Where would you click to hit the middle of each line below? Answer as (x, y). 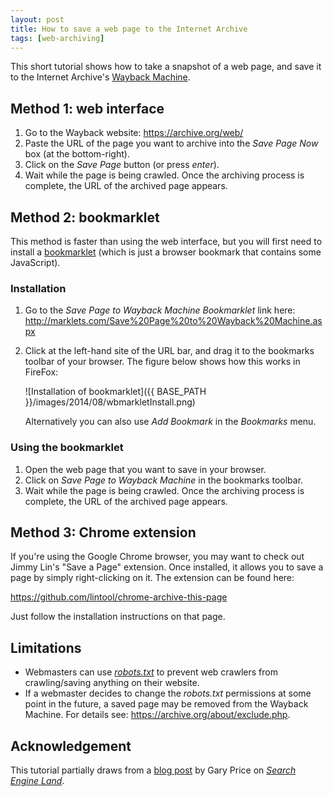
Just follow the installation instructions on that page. (118, 617)
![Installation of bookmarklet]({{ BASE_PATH (115, 392)
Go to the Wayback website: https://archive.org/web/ (134, 133)
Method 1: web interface (87, 108)
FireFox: (41, 372)
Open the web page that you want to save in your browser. (145, 469)
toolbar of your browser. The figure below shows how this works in (162, 362)
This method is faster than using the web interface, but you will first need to (166, 241)
